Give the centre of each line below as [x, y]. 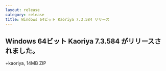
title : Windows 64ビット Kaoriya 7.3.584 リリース [57, 19]
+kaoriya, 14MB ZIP [26, 63]
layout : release [22, 10]
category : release [25, 15]
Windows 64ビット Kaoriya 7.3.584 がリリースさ [83, 41]
